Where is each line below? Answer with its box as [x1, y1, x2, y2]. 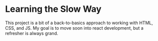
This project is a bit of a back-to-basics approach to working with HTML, [5, 20, 153, 26]
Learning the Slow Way [5, 3, 102, 15]
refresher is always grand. [5, 30, 58, 36]
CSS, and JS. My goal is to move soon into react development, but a [5, 25, 144, 31]
